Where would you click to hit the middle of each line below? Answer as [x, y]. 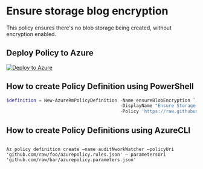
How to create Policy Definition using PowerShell [100, 86]
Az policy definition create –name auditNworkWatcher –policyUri [90, 149]
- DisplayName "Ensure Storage [158, 106]
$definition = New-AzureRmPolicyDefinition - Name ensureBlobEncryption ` [101, 100]
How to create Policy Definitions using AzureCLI [98, 130]
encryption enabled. [31, 34]
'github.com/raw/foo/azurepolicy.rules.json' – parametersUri [86, 155]
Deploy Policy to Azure [50, 53]
